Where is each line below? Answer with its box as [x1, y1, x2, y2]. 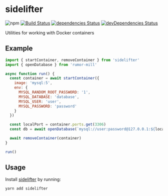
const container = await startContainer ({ [9, 76, 99, 81]
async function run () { [5, 71, 55, 76]
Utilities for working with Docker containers [5, 29, 94, 35]
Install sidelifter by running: [5, 176, 61, 182]
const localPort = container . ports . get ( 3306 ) [9, 122, 106, 127]
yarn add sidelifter [5, 186, 48, 191]
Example [5, 44, 33, 53]
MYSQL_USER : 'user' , [18, 99, 61, 104]
